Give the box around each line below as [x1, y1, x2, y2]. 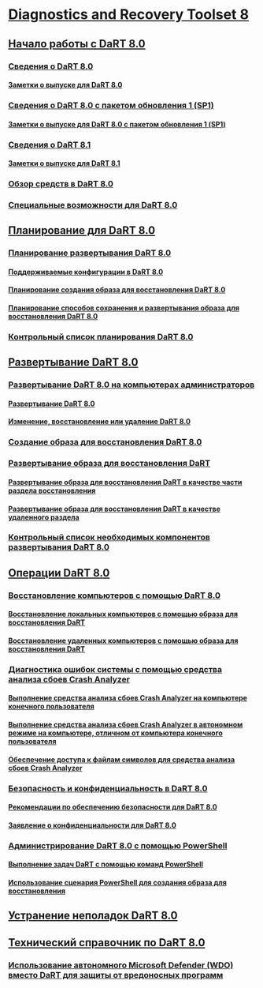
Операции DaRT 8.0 [8, 566, 110, 580]
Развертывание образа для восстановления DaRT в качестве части [8, 477, 243, 486]
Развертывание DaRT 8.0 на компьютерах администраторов [8, 379, 255, 390]
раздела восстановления [8, 486, 96, 495]
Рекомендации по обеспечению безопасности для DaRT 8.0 [8, 802, 218, 812]
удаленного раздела [8, 512, 80, 522]
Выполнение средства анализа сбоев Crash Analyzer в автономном [8, 720, 243, 730]
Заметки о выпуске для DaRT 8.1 [8, 159, 120, 168]
